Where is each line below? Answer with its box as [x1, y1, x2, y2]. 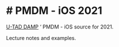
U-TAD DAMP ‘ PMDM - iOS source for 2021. [6, 23, 114, 30]
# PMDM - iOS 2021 [6, 4, 103, 17]
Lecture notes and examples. [6, 34, 76, 41]
